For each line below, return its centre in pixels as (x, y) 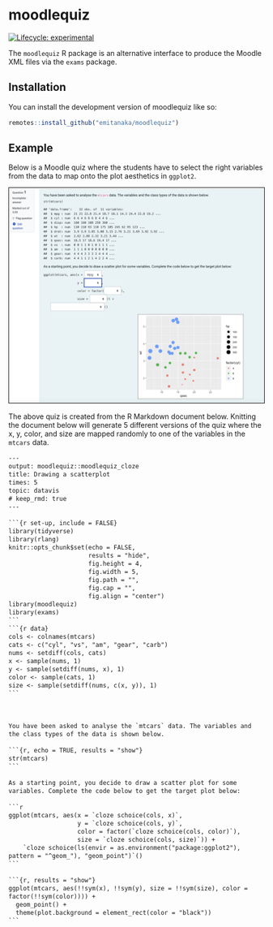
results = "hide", (119, 555)
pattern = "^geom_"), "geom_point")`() (76, 856)
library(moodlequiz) (43, 604)
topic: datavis (34, 490)
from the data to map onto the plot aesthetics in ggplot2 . (102, 176)
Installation (37, 87)
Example (31, 148)
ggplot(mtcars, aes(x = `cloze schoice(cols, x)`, (96, 815)
